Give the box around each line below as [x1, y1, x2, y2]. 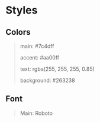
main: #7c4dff [20, 42, 54, 50]
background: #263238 [20, 77, 75, 84]
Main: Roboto [20, 110, 53, 117]
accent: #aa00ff [20, 54, 60, 61]
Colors [5, 27, 31, 37]
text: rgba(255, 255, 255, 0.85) [20, 65, 95, 72]
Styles [5, 4, 38, 17]
